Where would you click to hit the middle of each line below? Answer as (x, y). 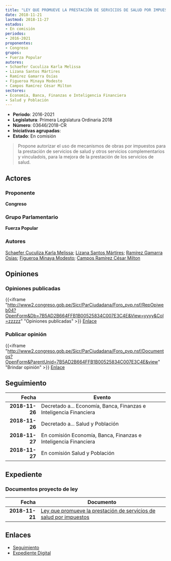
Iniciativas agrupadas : (37, 131)
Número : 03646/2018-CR (40, 125)
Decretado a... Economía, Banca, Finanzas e (93, 406)
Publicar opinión (26, 334)
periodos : (16, 34)
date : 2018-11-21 (24, 15)
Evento (102, 397)
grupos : (13, 52)
